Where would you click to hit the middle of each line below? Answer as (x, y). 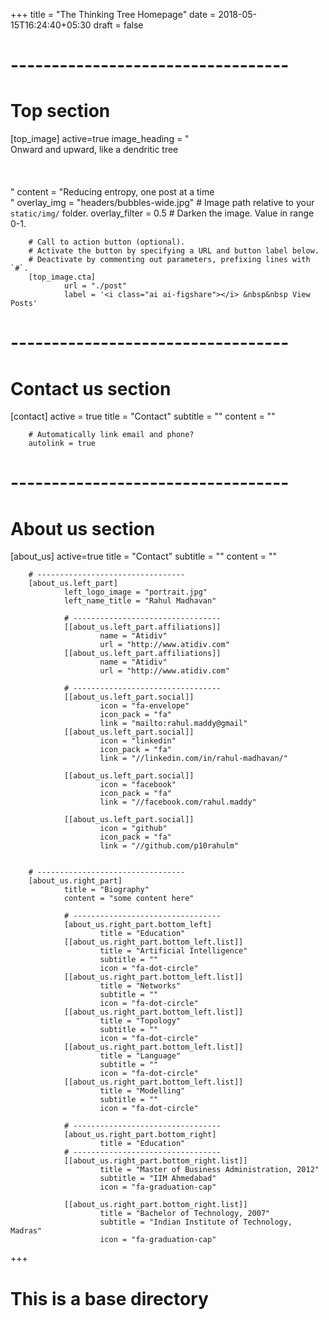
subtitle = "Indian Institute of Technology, (196, 1222)
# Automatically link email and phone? (111, 435)
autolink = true (62, 444)
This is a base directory (109, 1298)
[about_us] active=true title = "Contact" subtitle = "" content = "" (143, 556)
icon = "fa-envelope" (144, 706)
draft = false (118, 25)
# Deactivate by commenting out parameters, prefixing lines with (169, 260)
